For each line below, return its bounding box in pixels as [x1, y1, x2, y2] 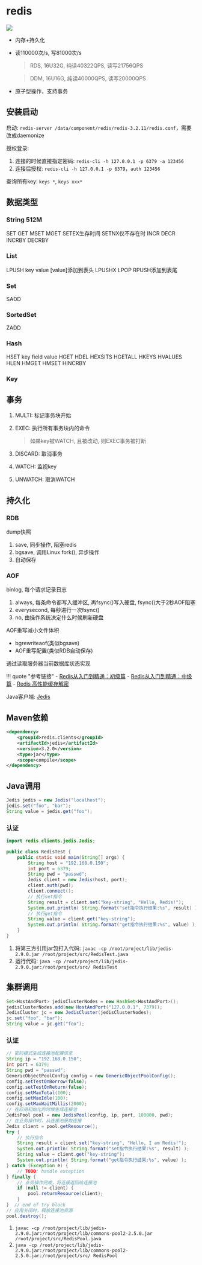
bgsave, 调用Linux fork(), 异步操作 [14, 549, 100, 556]
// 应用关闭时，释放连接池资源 [6, 1207, 73, 1214]
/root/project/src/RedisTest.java [41, 951, 129, 957]
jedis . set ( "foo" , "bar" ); [6, 803, 71, 809]
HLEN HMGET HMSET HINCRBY [6, 359, 87, 366]
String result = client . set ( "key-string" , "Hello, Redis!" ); [28, 899, 185, 905]
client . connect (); [28, 888, 74, 894]
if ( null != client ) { [17, 1185, 74, 1191]
